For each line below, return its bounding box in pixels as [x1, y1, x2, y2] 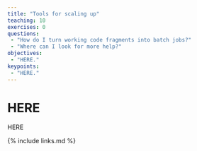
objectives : [7, 50, 43, 57]
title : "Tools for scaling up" [7, 10, 100, 18]
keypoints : [7, 63, 40, 70]
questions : [7, 30, 40, 37]
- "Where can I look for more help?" [10, 43, 122, 50]
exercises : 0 [7, 23, 46, 30]
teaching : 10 [7, 17, 46, 24]
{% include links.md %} [7, 137, 77, 145]
